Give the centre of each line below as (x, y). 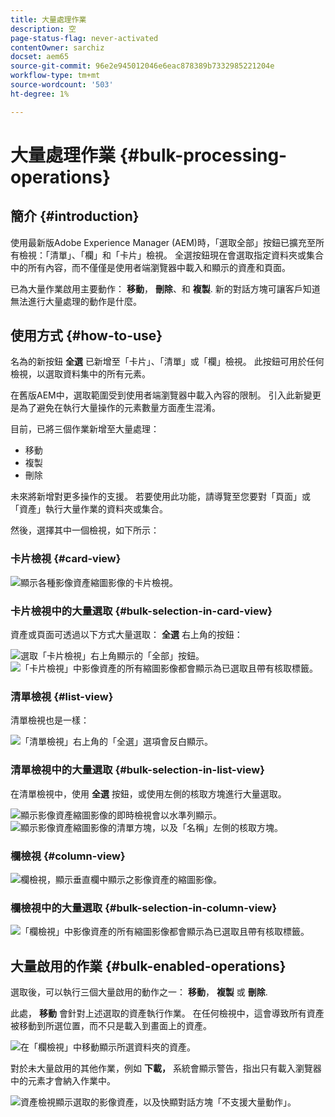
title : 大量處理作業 (48, 19)
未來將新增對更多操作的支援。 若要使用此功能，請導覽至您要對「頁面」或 (160, 497)
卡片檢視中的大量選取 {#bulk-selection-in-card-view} (141, 611)
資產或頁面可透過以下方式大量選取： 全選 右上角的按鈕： (126, 635)
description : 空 (43, 29)
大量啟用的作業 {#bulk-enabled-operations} (148, 966)
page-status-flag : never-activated (84, 38)
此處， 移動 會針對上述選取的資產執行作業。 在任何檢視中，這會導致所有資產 (167, 1013)
